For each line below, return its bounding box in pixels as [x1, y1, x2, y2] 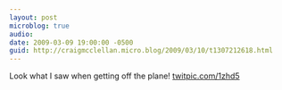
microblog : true [9, 21, 70, 30]
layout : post [9, 12, 58, 22]
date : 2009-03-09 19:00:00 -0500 [9, 37, 134, 47]
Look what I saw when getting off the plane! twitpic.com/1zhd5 [9, 70, 240, 81]
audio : [9, 29, 34, 38]
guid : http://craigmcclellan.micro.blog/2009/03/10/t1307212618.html [9, 46, 274, 55]
